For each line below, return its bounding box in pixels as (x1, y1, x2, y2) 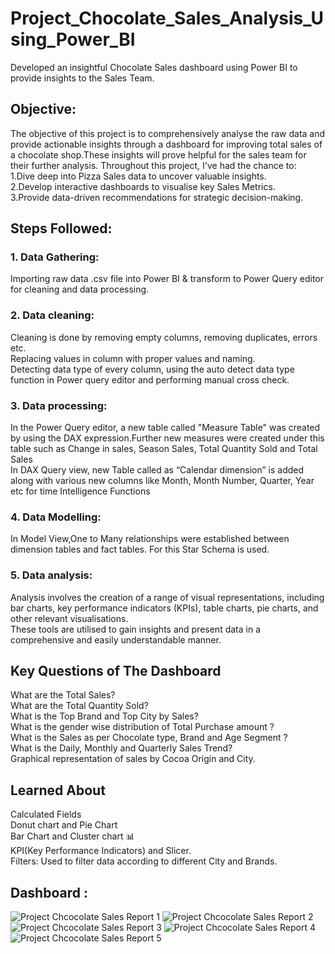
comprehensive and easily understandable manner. (10, 633, 222, 646)
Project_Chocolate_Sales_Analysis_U (10, 7, 324, 30)
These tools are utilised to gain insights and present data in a (10, 623, 262, 635)
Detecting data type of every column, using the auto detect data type (10, 363, 295, 375)
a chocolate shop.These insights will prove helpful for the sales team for (10, 148, 307, 161)
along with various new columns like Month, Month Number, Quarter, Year (10, 475, 315, 487)
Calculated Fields (10, 808, 82, 821)
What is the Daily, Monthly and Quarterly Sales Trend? (10, 742, 233, 754)
